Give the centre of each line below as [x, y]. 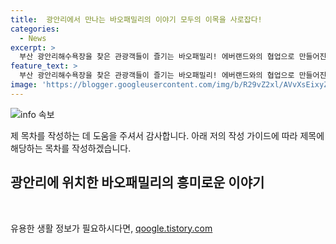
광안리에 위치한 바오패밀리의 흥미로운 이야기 [137, 182]
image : [24, 85]
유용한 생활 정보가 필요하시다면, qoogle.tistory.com [111, 228]
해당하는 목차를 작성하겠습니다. [71, 148]
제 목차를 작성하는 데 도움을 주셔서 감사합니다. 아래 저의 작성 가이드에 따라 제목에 [167, 135]
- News [33, 38]
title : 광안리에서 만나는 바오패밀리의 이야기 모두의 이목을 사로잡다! [136, 19]
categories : [35, 29]
